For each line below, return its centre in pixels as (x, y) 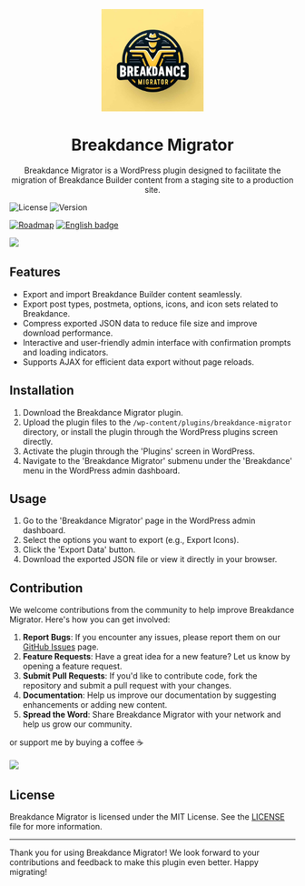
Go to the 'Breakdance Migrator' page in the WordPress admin (139, 521)
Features (35, 272)
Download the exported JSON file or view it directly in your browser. (150, 559)
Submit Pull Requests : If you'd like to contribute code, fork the (140, 676)
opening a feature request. (72, 666)
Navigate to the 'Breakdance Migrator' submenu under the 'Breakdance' (157, 460)
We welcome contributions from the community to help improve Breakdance (152, 610)
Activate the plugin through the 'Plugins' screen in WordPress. (139, 451)
